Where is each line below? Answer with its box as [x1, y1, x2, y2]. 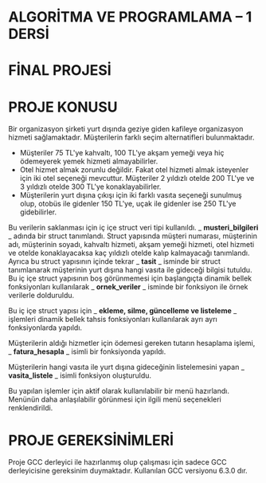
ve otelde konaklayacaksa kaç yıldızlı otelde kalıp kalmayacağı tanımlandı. [8, 248, 250, 258]
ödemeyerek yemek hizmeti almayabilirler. [19, 156, 158, 167]
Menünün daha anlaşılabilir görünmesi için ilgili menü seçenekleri [8, 395, 221, 404]
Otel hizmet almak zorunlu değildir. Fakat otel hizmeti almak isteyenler [19, 165, 249, 175]
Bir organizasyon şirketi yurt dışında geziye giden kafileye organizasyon [8, 124, 244, 134]
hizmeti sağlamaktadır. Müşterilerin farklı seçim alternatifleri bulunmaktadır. [8, 132, 255, 143]
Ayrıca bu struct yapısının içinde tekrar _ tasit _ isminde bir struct [8, 257, 221, 266]
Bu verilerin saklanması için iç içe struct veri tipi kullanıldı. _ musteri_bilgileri [8, 223, 259, 233]
